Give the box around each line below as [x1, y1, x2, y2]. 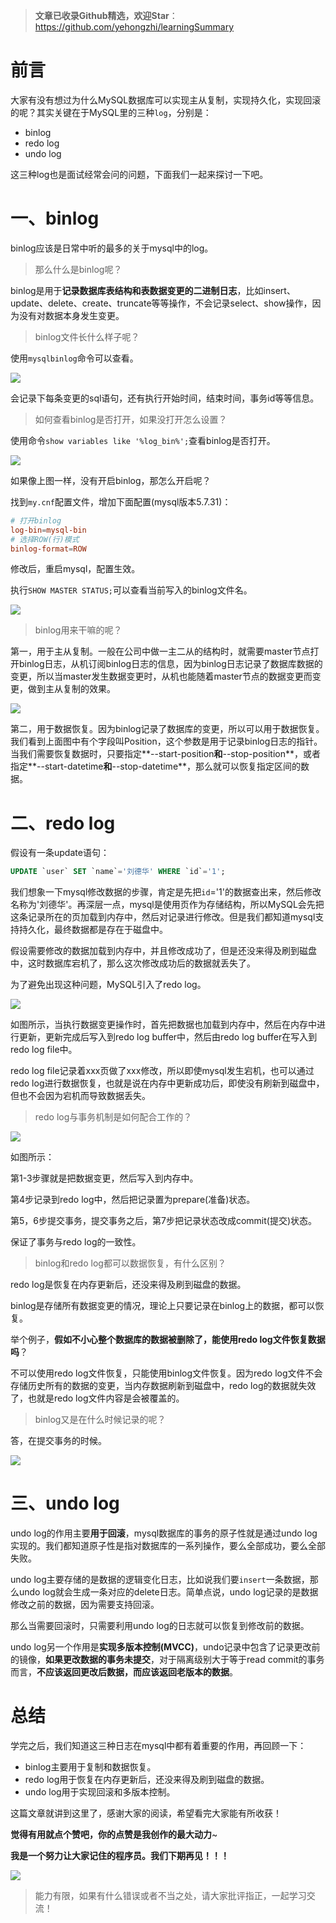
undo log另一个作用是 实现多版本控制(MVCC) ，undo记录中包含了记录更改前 [10, 1641, 321, 1653]
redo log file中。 [10, 1044, 78, 1056]
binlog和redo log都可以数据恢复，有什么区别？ [34, 1257, 227, 1269]
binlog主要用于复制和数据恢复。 [24, 1761, 157, 1773]
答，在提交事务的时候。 [10, 1435, 107, 1447]
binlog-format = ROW [10, 544, 87, 554]
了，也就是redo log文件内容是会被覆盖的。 [10, 1392, 185, 1404]
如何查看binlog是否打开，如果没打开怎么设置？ [34, 413, 228, 425]
